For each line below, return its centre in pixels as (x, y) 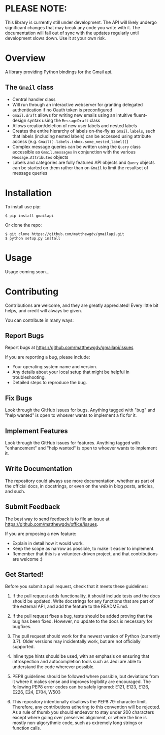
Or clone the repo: (24, 225)
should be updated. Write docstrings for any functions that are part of (83, 601)
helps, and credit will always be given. (44, 310)
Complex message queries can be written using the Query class (77, 147)
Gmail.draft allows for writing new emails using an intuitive (72, 115)
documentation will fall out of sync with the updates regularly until (72, 33)
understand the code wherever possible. (53, 667)
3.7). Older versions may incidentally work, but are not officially (76, 641)
